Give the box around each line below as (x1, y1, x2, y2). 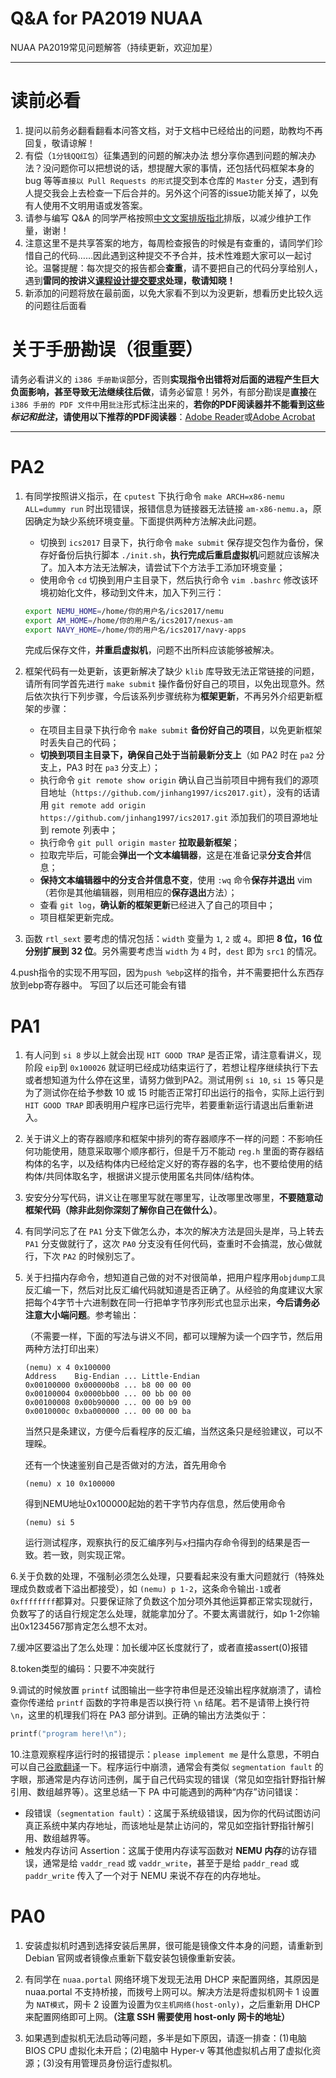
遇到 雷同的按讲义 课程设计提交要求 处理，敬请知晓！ (24, 274, 236, 286)
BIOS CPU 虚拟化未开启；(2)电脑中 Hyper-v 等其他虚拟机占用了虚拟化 (24, 2045, 313, 2057)
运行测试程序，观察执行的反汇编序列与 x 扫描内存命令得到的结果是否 (24, 1537, 302, 1549)
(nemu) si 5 (24, 1518, 75, 1528)
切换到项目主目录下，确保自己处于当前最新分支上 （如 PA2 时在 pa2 (39, 749, 314, 761)
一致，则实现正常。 (51, 1549, 131, 1561)
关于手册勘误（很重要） (10, 338, 204, 361)
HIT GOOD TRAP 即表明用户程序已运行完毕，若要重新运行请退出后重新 (24, 1099, 305, 1111)
